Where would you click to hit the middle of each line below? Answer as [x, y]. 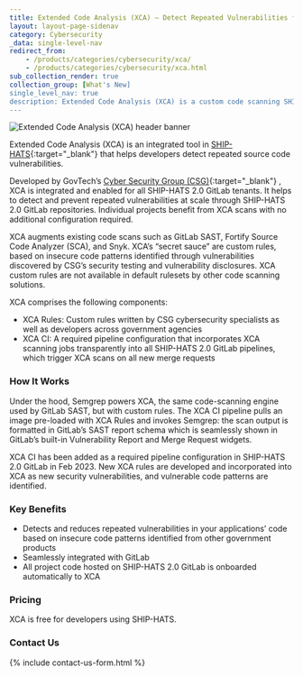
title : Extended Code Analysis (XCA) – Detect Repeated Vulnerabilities [149, 18]
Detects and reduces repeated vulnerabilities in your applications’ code [155, 528]
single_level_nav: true [54, 93]
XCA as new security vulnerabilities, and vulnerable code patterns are [139, 476]
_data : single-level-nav [56, 43]
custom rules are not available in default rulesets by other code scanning [145, 275]
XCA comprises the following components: [89, 302]
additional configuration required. [71, 219]
